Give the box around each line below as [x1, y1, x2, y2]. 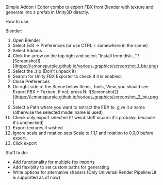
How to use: [5, 19, 30, 24]
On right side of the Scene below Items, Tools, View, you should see [12, 84, 149, 89]
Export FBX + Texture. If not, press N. [12, 89, 88, 94]
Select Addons [12, 48, 42, 53]
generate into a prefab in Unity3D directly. [5, 9, 89, 15]
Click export [12, 140, 37, 146]
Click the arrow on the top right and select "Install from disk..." [12, 53, 137, 59]
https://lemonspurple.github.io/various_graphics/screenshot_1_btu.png [16, 63, 157, 69]
